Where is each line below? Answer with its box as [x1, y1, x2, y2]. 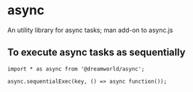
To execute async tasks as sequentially [7, 46, 186, 58]
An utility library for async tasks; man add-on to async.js [7, 26, 173, 34]
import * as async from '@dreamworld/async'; [7, 65, 145, 73]
